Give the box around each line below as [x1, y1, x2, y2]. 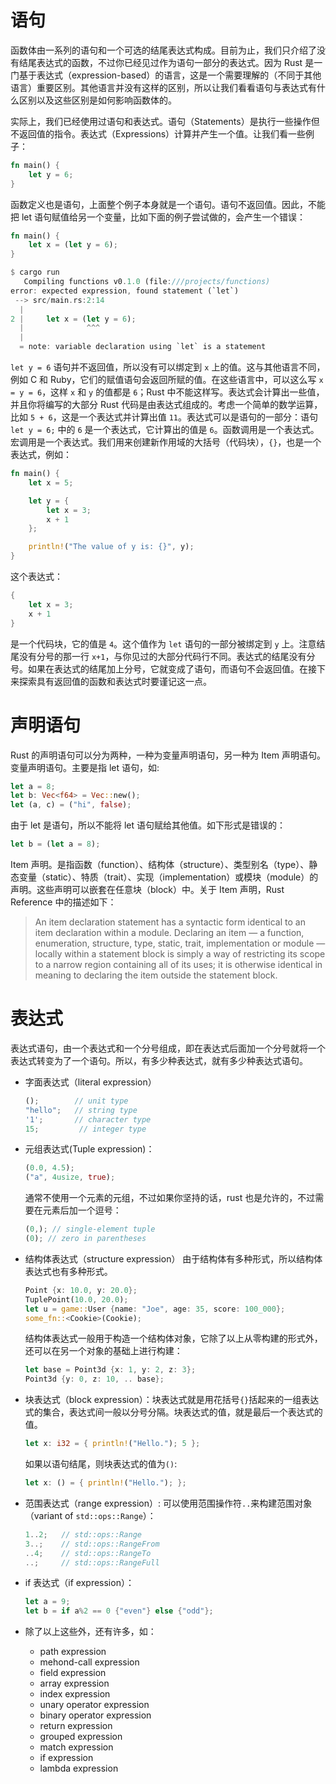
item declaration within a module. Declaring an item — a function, [34, 927, 305, 938]
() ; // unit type [24, 1096, 129, 1106]
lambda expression [39, 1762, 119, 1775]
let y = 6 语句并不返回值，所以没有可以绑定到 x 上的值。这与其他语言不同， [10, 361, 326, 373]
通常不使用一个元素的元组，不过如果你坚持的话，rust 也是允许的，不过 [24, 1192, 316, 1204]
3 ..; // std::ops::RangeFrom [24, 1539, 160, 1549]
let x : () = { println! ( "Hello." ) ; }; [24, 1478, 187, 1488]
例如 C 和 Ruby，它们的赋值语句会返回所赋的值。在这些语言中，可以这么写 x [10, 374, 324, 386]
